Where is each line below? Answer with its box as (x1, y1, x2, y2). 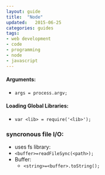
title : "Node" (6, 14, 43, 20)
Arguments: (6, 76, 36, 83)
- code (6, 42, 22, 48)
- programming (6, 47, 41, 53)
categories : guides (6, 25, 54, 31)
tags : (6, 31, 19, 36)
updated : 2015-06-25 (6, 19, 62, 25)
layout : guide (6, 8, 41, 15)
